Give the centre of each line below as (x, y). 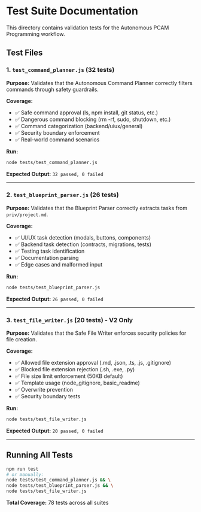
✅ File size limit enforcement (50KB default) (69, 376)
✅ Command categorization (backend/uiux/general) (79, 126)
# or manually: (25, 474)
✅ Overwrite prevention (44, 389)
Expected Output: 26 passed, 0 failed (55, 299)
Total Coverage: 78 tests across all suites (57, 503)
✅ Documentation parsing (47, 257)
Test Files (25, 53)
